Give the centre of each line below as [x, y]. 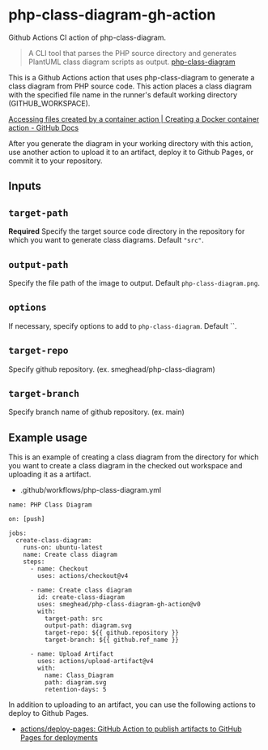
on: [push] [27, 519]
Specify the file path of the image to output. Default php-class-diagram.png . [134, 282]
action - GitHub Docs [44, 127]
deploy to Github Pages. [49, 713]
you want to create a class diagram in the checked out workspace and [125, 466]
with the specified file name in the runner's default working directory [123, 94]
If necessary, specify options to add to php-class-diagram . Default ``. [123, 325]
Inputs [25, 186]
